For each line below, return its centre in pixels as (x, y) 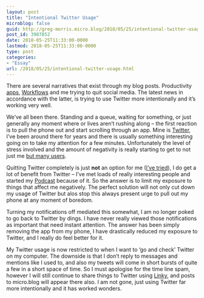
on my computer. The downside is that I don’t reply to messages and (92, 256)
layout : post (23, 12)
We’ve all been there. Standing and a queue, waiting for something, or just (99, 117)
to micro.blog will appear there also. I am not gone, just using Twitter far (96, 282)
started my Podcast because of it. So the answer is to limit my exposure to (99, 181)
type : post (20, 52)
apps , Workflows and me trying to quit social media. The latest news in (95, 93)
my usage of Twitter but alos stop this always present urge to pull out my (97, 194)
